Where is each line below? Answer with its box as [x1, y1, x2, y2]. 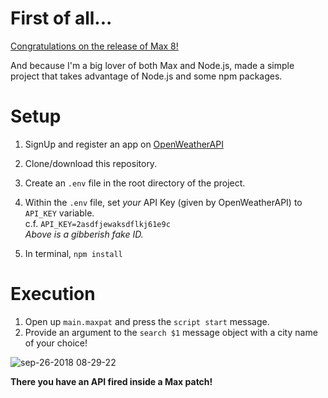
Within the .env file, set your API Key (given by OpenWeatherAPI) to [24, 196, 303, 208]
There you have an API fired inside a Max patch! [10, 375, 213, 387]
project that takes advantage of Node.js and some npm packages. [10, 70, 283, 82]
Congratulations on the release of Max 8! [10, 40, 179, 52]
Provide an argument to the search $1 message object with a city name [24, 326, 318, 338]
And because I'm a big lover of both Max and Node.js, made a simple [10, 59, 295, 71]
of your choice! [24, 337, 88, 349]
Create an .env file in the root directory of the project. [24, 177, 246, 189]
